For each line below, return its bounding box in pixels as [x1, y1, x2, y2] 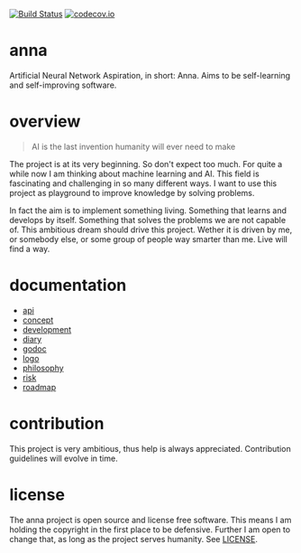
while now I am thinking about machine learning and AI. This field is [9, 168, 260, 179]
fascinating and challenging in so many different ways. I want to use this [9, 177, 278, 189]
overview [9, 111, 81, 132]
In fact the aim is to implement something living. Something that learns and [9, 204, 287, 216]
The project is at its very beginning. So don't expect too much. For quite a [9, 158, 283, 169]
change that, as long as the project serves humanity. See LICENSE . [9, 533, 259, 544]
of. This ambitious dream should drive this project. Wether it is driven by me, [9, 224, 293, 235]
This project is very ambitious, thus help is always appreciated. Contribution [9, 443, 291, 454]
